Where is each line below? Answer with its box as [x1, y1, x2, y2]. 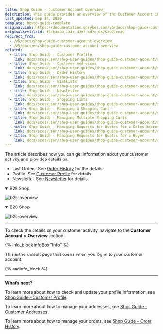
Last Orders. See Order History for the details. [12, 166, 104, 171]
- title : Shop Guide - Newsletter [9, 88, 79, 93]
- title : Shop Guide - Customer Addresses [9, 61, 97, 66]
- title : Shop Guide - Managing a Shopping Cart [9, 106, 110, 111]
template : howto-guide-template [5, 20, 70, 26]
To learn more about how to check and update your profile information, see [5, 289, 155, 295]
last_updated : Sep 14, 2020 [5, 16, 62, 21]
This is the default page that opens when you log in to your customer [5, 252, 143, 257]
